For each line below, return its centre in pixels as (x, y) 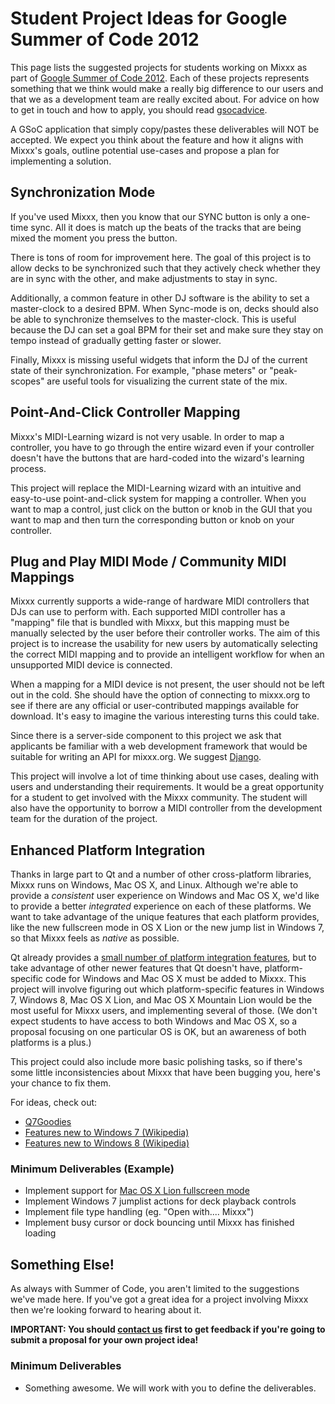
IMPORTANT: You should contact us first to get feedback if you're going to (168, 1329)
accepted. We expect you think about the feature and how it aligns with (157, 139)
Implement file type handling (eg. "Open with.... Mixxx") (139, 1212)
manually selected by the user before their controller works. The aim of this (165, 633)
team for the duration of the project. (84, 819)
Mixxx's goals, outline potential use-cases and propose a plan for (145, 150)
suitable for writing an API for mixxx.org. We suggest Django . (136, 757)
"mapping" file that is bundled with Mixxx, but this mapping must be (150, 623)
